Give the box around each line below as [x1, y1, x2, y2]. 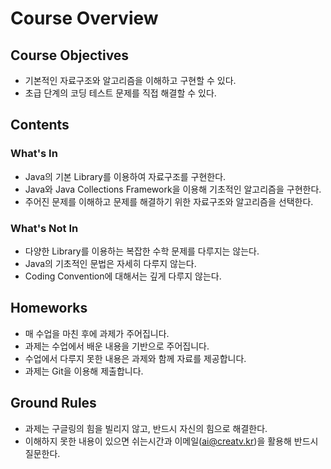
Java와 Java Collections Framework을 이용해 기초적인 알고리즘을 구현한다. [24, 183, 322, 195]
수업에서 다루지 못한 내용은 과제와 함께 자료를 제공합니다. [24, 352, 247, 364]
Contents [10, 117, 70, 134]
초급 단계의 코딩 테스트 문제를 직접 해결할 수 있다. [24, 87, 217, 99]
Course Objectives [10, 47, 130, 64]
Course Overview [10, 7, 159, 30]
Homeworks [10, 300, 88, 317]
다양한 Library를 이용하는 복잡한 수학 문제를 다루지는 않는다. [24, 245, 260, 257]
